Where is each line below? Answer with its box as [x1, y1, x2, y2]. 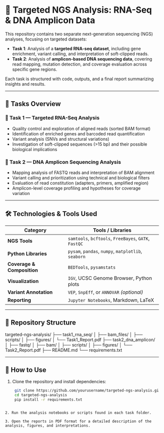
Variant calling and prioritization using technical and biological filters [12, 174, 150, 180]
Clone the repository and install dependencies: [12, 379, 106, 385]
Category [24, 227, 47, 234]
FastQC [68, 241, 83, 246]
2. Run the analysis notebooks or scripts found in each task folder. [5, 410, 152, 415]
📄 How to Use [5, 366, 46, 374]
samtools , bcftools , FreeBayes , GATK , [68, 235, 150, 241]
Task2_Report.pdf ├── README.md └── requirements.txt [5, 347, 123, 353]
